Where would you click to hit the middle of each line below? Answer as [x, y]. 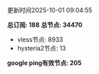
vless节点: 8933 [40, 39]
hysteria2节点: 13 [42, 48]
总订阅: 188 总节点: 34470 [45, 25]
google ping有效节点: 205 [44, 63]
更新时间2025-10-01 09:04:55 [50, 10]
